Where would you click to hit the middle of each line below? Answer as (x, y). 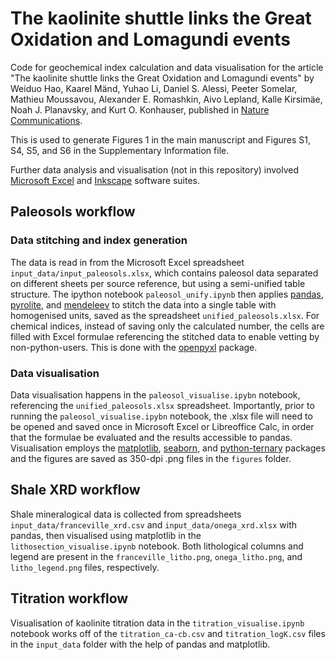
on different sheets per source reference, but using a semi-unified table (158, 283)
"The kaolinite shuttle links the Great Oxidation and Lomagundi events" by (162, 78)
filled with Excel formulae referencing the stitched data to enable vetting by (165, 336)
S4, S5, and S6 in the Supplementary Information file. (120, 150)
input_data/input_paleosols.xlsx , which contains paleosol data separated (164, 273)
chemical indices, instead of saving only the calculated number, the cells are (167, 326)
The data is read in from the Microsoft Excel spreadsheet (127, 262)
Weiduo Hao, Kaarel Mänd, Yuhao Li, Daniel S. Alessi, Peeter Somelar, (154, 88)
